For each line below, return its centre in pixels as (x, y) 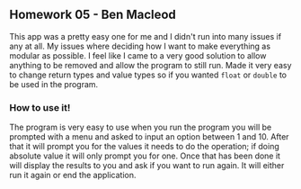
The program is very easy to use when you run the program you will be (141, 127)
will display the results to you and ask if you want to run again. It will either (147, 166)
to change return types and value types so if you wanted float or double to (148, 75)
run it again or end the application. (73, 175)
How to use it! (40, 107)
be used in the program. (54, 84)
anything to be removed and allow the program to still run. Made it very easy (150, 65)
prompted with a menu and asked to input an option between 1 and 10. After (149, 137)
